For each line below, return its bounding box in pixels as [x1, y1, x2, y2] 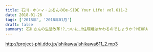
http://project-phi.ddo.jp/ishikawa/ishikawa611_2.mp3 [5, 41, 118, 47]
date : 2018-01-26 [5, 12, 42, 18]
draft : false [5, 22, 33, 27]
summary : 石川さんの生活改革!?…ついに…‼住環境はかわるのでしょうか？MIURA [5, 27, 148, 32]
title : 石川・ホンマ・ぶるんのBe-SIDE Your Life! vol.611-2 [5, 7, 128, 13]
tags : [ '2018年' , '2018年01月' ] [5, 17, 72, 22]
